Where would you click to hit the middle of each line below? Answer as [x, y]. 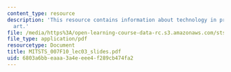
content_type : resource [41, 13]
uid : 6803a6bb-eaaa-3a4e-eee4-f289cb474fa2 [70, 58]
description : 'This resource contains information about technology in [112, 20]
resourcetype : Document [41, 45]
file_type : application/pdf [47, 39]
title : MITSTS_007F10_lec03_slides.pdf [64, 52]
